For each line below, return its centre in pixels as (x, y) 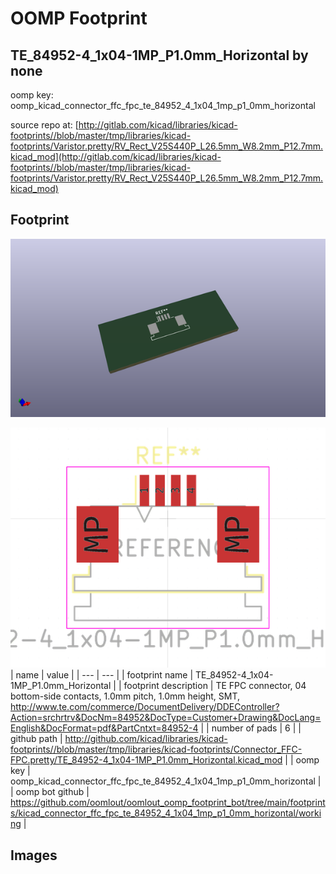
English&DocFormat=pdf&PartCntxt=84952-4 (104, 728)
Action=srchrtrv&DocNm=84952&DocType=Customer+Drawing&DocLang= (166, 718)
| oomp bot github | (50, 792)
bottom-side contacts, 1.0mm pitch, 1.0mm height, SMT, (125, 696)
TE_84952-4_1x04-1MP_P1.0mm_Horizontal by (159, 55)
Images (34, 855)
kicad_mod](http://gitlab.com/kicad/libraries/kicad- (116, 156)
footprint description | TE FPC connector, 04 (215, 686)
